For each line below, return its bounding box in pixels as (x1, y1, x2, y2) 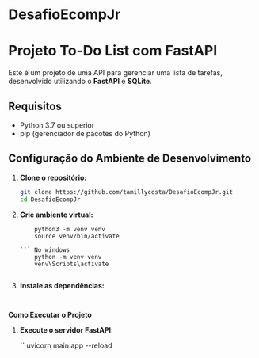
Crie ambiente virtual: (19, 210, 93, 219)
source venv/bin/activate (34, 232, 120, 240)
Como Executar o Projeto (8, 310, 93, 319)
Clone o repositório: (19, 173, 87, 182)
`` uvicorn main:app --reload (19, 341, 112, 350)
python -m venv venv (34, 253, 102, 261)
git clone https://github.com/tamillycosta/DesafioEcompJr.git (19, 188, 234, 196)
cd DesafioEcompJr (19, 196, 81, 204)
